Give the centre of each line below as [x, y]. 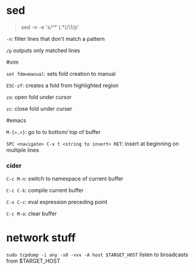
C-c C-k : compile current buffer [45, 191]
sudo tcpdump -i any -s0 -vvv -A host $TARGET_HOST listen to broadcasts [97, 255]
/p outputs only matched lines [43, 50]
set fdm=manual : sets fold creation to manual [61, 73]
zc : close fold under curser [39, 108]
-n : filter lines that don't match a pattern [56, 38]
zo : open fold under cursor [39, 97]
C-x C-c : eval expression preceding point [57, 202]
